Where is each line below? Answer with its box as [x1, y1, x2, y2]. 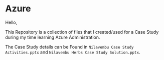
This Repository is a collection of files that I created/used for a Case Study [5, 29, 159, 35]
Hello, [5, 19, 18, 25]
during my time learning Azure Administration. [5, 34, 100, 40]
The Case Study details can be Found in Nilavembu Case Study [5, 44, 134, 50]
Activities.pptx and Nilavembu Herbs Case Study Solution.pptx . [5, 49, 140, 55]
